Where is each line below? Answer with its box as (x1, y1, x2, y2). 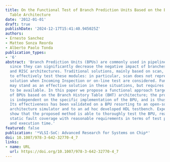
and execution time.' (10, 120, 56, 126)
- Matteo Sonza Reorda (5, 41, 53, 46)
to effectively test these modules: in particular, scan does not (10, 74, 153, 79)
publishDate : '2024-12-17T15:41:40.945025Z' (5, 26, 101, 31)
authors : (5, 31, 24, 36)
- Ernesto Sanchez (5, 36, 44, 41)
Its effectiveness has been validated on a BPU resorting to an (10, 102, 148, 107)
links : (5, 140, 19, 145)
